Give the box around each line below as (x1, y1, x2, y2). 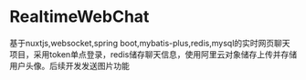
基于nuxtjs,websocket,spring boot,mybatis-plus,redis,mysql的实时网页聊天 (9, 37, 290, 48)
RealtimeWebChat (9, 6, 150, 27)
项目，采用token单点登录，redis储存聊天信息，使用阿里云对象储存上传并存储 (9, 48, 298, 60)
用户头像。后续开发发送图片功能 (9, 60, 130, 71)
